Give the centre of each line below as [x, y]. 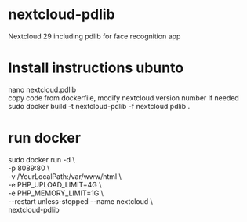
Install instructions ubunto [96, 68]
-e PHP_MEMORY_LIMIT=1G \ [56, 193]
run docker [44, 138]
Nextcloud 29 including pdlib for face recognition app [94, 36]
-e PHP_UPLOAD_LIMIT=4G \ [55, 184]
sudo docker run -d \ [42, 159]
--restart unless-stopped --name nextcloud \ [80, 201]
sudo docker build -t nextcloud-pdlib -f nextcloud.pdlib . [99, 106]
